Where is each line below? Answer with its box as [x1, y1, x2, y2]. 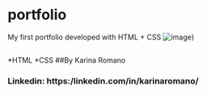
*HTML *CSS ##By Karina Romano [7, 55, 126, 65]
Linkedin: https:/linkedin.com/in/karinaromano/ [7, 76, 199, 87]
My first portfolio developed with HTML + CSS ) [7, 32, 195, 42]
